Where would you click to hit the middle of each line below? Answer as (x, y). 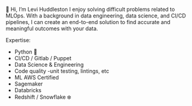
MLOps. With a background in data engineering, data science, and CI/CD (96, 16)
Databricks (28, 90)
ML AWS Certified (37, 77)
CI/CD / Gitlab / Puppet (43, 58)
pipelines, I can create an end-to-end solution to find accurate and (88, 22)
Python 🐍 (26, 52)
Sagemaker (29, 84)
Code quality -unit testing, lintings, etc (62, 71)
